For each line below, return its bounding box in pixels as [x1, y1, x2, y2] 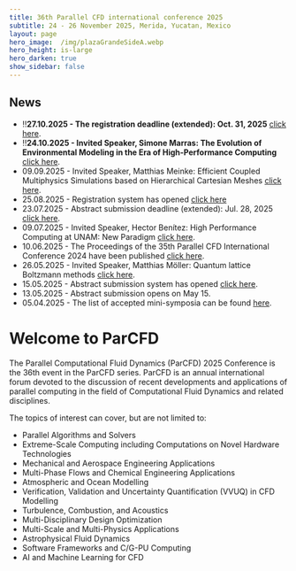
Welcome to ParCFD [9, 328, 160, 348]
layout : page [9, 29, 57, 38]
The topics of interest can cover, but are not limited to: [9, 413, 207, 423]
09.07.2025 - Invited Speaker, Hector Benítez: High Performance [21, 222, 257, 233]
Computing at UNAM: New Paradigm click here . [21, 231, 196, 242]
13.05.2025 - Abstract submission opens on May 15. [21, 288, 211, 298]
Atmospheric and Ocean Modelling [21, 476, 149, 487]
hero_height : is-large [9, 46, 93, 55]
